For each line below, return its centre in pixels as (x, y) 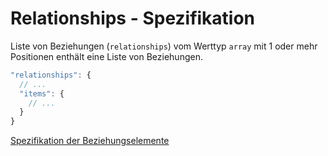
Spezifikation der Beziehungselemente (90, 141)
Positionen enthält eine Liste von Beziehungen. (106, 56)
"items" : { (42, 93)
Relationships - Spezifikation (133, 18)
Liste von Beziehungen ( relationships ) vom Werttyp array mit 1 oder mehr (164, 46)
